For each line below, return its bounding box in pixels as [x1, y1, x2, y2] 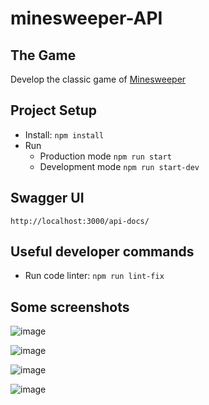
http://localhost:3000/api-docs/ [10, 216, 150, 226]
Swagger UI [10, 190, 85, 207]
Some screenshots [10, 298, 130, 316]
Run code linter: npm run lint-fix [24, 270, 165, 282]
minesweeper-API [10, 7, 163, 30]
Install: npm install [24, 128, 105, 141]
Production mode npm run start [39, 150, 172, 162]
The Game [10, 47, 77, 64]
